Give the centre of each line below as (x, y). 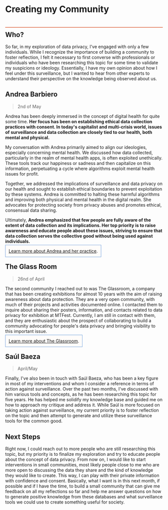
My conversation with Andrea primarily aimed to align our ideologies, (76, 147)
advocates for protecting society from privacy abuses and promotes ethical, (83, 205)
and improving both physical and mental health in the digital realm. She (78, 200)
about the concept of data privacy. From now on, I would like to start (75, 459)
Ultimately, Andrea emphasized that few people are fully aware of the (78, 220)
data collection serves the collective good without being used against (79, 236)
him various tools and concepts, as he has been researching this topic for (81, 394)
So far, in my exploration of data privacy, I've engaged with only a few (77, 47)
